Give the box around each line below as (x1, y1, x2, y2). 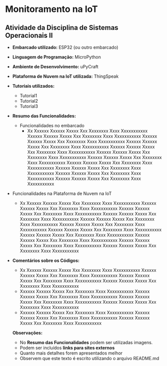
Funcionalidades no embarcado (19, 123, 84, 128)
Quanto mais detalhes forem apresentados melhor (19, 350, 123, 356)
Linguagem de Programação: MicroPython (12, 54, 101, 60)
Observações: (12, 330, 43, 336)
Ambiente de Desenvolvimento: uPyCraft (12, 64, 98, 69)
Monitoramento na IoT (5, 3, 98, 15)
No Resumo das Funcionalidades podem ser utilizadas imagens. (19, 340, 153, 345)
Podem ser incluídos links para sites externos (19, 345, 115, 351)
